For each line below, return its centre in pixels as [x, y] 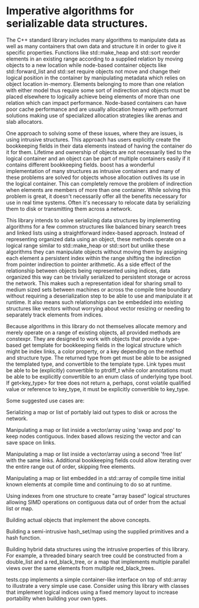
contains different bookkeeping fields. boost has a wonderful [81, 165]
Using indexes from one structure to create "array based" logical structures [98, 495]
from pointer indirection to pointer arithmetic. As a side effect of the [89, 264]
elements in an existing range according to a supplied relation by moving [95, 59]
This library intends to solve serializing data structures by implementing [93, 220]
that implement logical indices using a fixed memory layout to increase [92, 592]
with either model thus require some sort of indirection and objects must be [98, 90]
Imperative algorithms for [70, 11]
